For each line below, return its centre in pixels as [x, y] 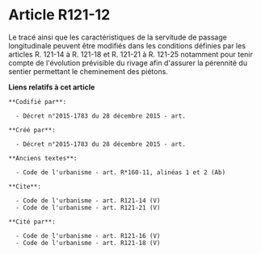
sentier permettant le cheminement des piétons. [88, 71]
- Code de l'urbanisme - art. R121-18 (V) [88, 243]
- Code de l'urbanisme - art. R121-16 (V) [88, 235]
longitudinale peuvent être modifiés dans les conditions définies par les [127, 45]
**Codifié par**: [38, 102]
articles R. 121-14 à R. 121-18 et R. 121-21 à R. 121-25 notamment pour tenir [130, 54]
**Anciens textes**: [43, 158]
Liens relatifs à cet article [52, 87]
